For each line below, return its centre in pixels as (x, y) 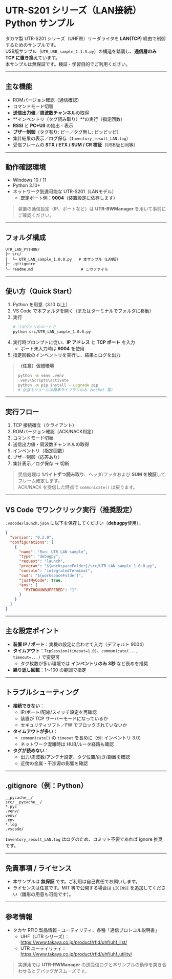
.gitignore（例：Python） (47, 786)
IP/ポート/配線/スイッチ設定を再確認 (59, 712)
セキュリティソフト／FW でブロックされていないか (74, 725)
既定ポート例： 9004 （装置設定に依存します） (69, 198)
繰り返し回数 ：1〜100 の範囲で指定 (49, 670)
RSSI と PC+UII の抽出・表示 (43, 125)
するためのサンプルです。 (32, 45)
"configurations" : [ (32, 542)
